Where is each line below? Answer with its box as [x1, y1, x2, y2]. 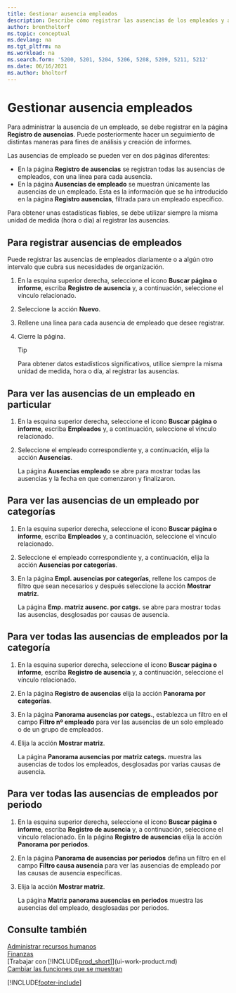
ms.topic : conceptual [7, 30, 71, 37]
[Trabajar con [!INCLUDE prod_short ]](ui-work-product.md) [7, 957, 178, 966]
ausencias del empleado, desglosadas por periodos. [17, 903, 169, 912]
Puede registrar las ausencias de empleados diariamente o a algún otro [7, 255, 214, 264]
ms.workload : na [7, 50, 55, 57]
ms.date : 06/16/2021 [7, 63, 68, 70]
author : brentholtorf [7, 23, 71, 30]
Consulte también [7, 923, 87, 935]
